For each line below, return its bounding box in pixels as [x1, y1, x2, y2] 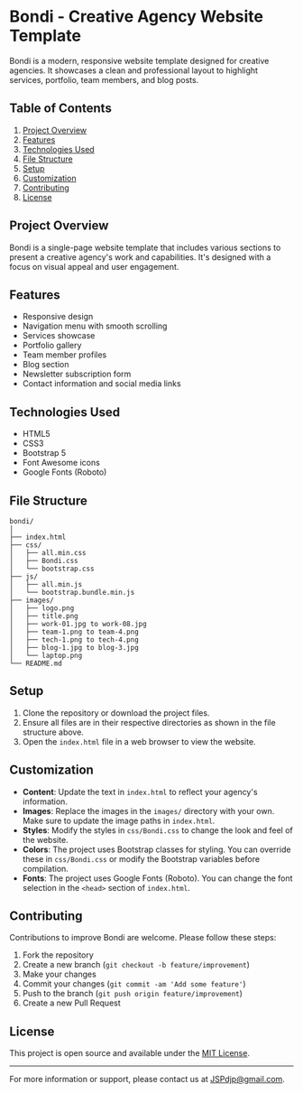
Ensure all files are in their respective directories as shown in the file [22, 717, 277, 727]
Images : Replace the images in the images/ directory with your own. [22, 805, 275, 816]
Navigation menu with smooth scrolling [22, 320, 168, 331]
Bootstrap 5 [22, 448, 67, 459]
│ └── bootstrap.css [9, 564, 95, 573]
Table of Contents [9, 101, 113, 116]
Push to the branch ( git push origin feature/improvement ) [22, 988, 243, 999]
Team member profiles [22, 349, 107, 360]
